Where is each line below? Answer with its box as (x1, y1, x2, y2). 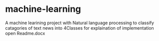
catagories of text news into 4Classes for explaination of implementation (5, 25, 155, 31)
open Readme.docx (5, 30, 45, 36)
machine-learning (5, 3, 81, 15)
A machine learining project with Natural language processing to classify (5, 20, 155, 26)
